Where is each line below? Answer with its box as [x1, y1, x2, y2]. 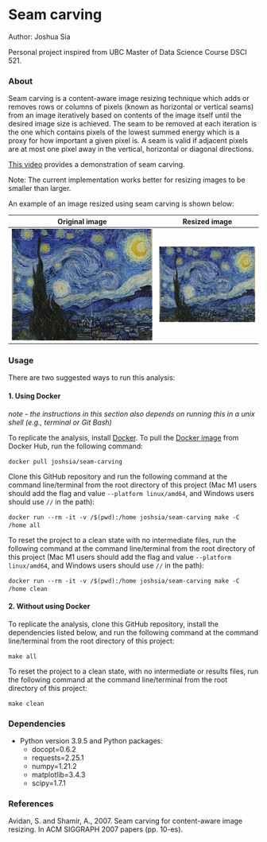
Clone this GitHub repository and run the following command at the [8, 471, 228, 481]
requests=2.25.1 [31, 753, 84, 762]
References [8, 797, 54, 809]
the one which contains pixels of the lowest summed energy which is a [8, 127, 240, 137]
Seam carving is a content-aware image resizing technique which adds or [8, 94, 250, 103]
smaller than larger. [8, 184, 72, 193]
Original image [57, 216, 107, 226]
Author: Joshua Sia [8, 32, 71, 41]
